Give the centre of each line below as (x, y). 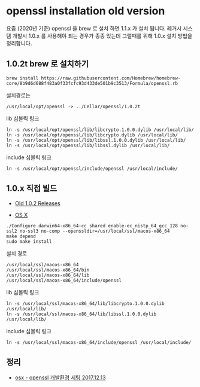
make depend (21, 236)
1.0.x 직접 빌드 (32, 189)
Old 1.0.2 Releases (38, 203)
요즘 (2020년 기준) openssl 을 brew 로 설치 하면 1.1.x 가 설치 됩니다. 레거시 (94, 28)
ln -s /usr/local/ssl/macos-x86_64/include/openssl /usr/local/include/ (99, 342)
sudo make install (29, 241)
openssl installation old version (86, 11)
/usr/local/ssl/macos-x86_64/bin (48, 270)
